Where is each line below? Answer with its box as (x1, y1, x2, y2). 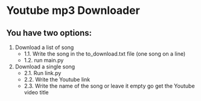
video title (24, 89, 49, 96)
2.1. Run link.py (24, 70, 62, 76)
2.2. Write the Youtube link (24, 76, 91, 83)
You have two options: (6, 28, 92, 38)
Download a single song (14, 63, 75, 70)
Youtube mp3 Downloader (6, 4, 140, 18)
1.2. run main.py (24, 57, 64, 64)
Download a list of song (14, 44, 74, 51)
